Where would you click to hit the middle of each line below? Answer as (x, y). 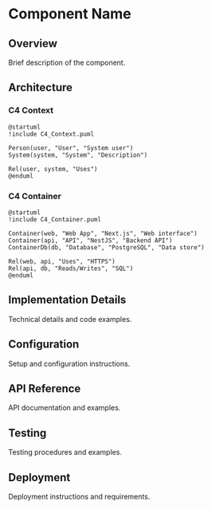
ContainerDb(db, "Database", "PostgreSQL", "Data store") (106, 247)
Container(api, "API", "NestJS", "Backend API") (90, 241)
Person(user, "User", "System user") (71, 148)
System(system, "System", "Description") (78, 155)
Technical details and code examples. (70, 319)
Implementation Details (67, 300)
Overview (33, 44)
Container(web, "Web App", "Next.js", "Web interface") (103, 233)
